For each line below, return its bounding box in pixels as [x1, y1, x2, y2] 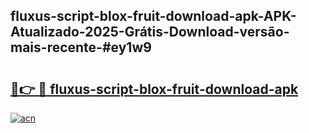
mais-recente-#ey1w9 [10, 39, 152, 56]
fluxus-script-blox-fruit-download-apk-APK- [10, 8, 297, 25]
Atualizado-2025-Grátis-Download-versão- [10, 24, 290, 41]
